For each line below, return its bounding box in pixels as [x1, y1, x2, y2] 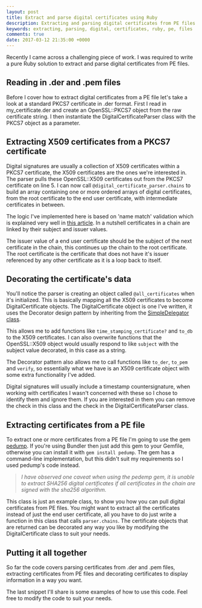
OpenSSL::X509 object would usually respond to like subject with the [6, 340, 179, 348]
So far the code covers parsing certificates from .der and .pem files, [6, 564, 175, 571]
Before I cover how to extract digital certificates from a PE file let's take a [6, 93, 188, 100]
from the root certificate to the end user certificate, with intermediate [6, 194, 178, 201]
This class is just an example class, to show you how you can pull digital [6, 498, 185, 505]
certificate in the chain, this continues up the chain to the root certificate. [6, 243, 188, 251]
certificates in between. [6, 201, 65, 208]
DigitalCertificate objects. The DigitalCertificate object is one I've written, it [6, 303, 192, 310]
